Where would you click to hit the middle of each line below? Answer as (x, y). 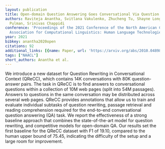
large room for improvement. (34, 141)
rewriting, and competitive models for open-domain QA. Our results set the (81, 126)
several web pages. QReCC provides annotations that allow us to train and (80, 100)
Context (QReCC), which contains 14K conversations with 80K (68, 79)
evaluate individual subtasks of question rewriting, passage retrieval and (78, 105)
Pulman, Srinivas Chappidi (37, 23)
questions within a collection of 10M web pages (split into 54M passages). (80, 89)
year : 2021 (16, 37)
